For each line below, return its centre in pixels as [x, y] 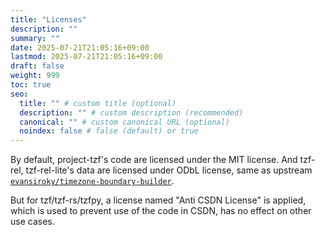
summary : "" [35, 38]
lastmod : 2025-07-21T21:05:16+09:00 [86, 57]
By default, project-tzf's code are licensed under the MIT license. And [154, 160]
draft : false [37, 66]
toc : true [31, 85]
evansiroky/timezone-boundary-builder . [92, 181]
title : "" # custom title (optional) [98, 103]
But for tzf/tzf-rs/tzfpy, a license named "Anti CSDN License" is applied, [158, 200]
